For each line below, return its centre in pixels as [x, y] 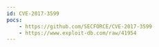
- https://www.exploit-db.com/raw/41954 [78, 33]
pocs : [14, 20]
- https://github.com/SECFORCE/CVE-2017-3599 [86, 26]
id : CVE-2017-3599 [33, 13]
